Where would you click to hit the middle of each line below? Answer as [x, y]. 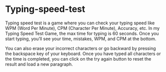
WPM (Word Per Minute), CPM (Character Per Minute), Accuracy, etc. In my [83, 28]
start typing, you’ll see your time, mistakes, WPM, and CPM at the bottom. [81, 39]
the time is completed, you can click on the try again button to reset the [78, 59]
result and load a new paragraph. [39, 64]
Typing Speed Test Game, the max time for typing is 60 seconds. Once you [82, 33]
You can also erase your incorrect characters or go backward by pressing [81, 48]
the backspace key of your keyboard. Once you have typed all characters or [83, 54]
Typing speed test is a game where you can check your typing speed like [80, 23]
